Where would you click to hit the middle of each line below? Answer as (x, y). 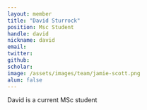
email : (17, 47)
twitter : (20, 54)
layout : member (30, 14)
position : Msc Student (41, 27)
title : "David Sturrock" (44, 21)
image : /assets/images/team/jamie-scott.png (74, 73)
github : (19, 60)
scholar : (20, 67)
